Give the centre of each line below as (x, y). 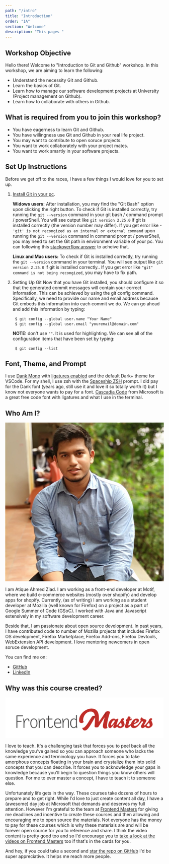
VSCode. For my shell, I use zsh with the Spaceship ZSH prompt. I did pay (82, 381)
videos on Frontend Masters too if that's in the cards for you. (68, 841)
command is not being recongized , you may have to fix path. (75, 273)
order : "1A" (18, 21)
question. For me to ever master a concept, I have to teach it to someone (80, 778)
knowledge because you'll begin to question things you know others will (80, 773)
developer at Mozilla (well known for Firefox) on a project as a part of (77, 606)
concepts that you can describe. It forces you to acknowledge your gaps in (83, 767)
